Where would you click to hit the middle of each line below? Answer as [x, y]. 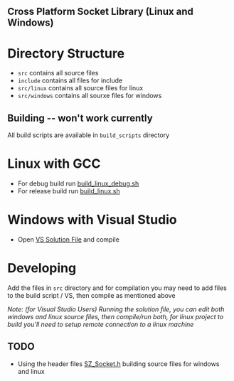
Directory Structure [66, 53]
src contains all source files [58, 73]
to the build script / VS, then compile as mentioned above [91, 295]
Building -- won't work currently [80, 118]
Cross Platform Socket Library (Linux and [100, 12]
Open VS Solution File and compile [68, 240]
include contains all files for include [70, 80]
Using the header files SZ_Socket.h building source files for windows [118, 364]
